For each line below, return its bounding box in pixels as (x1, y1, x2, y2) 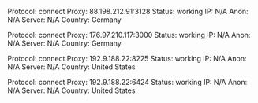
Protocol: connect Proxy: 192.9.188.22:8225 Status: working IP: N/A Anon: (7, 54, 247, 63)
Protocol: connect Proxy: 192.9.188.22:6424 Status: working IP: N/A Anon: (7, 78, 248, 86)
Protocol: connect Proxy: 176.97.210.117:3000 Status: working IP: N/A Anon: (7, 31, 251, 39)
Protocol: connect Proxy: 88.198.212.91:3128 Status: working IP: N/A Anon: (7, 7, 249, 16)
